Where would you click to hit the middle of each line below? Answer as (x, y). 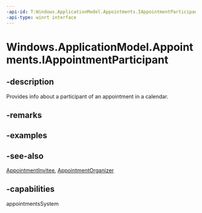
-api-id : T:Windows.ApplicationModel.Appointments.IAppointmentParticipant (103, 12)
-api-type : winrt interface (41, 17)
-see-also (25, 156)
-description (30, 82)
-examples (27, 136)
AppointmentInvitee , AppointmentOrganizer (60, 170)
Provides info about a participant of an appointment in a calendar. (87, 96)
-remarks (24, 115)
